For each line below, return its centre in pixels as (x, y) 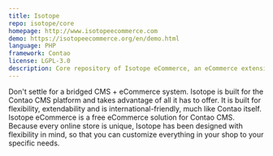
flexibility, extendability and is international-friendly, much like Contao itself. (135, 108)
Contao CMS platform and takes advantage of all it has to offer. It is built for (135, 100)
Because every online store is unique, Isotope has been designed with (126, 125)
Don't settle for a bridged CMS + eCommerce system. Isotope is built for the (136, 91)
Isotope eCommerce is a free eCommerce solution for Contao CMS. (122, 117)
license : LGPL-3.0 (39, 61)
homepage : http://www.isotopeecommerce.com (83, 31)
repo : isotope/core (41, 23)
